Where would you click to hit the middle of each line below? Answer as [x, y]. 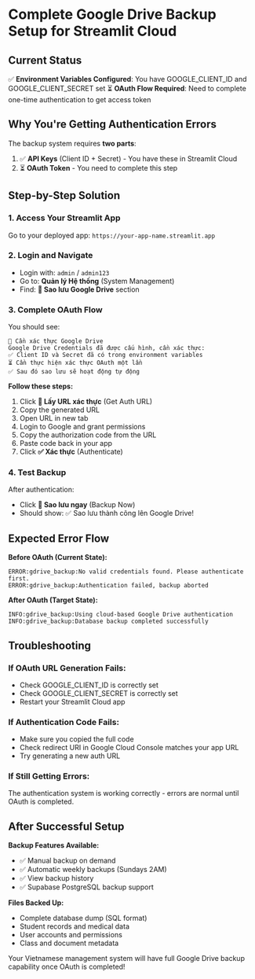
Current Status [45, 60]
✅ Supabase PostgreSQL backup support [87, 887]
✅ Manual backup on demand [67, 861]
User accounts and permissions [71, 935]
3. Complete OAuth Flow [56, 310]
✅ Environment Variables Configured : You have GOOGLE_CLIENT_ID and [127, 79]
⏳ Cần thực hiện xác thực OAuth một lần [75, 363]
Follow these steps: [40, 386]
